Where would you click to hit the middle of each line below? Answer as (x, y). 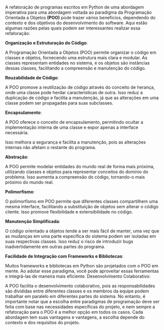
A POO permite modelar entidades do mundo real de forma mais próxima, (80, 166)
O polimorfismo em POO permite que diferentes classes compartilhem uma (82, 201)
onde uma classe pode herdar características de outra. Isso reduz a (74, 92)
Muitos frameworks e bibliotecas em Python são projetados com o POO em (82, 266)
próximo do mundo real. (29, 182)
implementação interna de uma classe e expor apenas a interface (72, 127)
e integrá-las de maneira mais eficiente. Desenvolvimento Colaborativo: (78, 276)
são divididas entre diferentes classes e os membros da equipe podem (77, 291)
